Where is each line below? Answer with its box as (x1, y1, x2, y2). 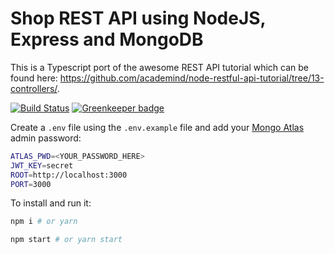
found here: (10, 72, 58, 84)
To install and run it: (10, 197, 92, 209)
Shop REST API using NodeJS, (10, 7, 267, 30)
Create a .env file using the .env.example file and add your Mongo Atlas (10, 121, 305, 133)
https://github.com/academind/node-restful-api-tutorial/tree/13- (59, 72, 325, 84)
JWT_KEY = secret (10, 160, 74, 171)
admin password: (10, 132, 82, 144)
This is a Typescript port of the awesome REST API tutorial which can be (10, 61, 309, 73)
